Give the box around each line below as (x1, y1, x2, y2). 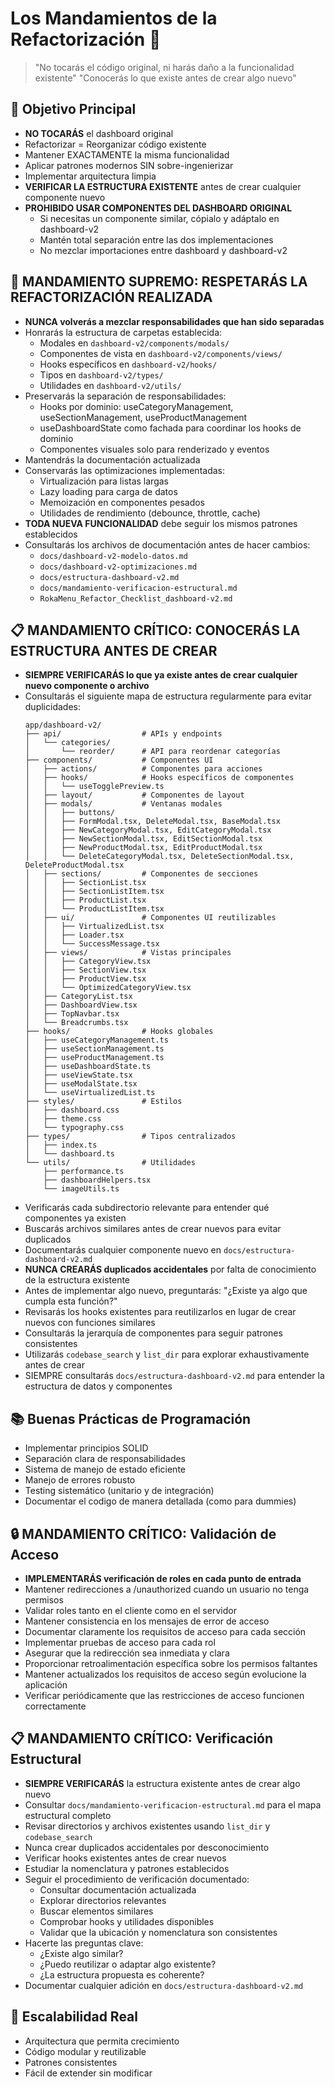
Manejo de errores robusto (24, 1474, 136, 1486)
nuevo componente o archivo (24, 680, 150, 692)
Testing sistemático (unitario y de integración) (24, 1485, 215, 1497)
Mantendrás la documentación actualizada (24, 453, 201, 466)
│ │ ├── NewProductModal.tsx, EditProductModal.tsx (24, 843, 263, 853)
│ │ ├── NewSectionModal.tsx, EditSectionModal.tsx (24, 834, 263, 844)
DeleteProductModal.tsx (24, 860, 125, 871)
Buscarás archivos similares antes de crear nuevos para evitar (24, 1223, 282, 1235)
